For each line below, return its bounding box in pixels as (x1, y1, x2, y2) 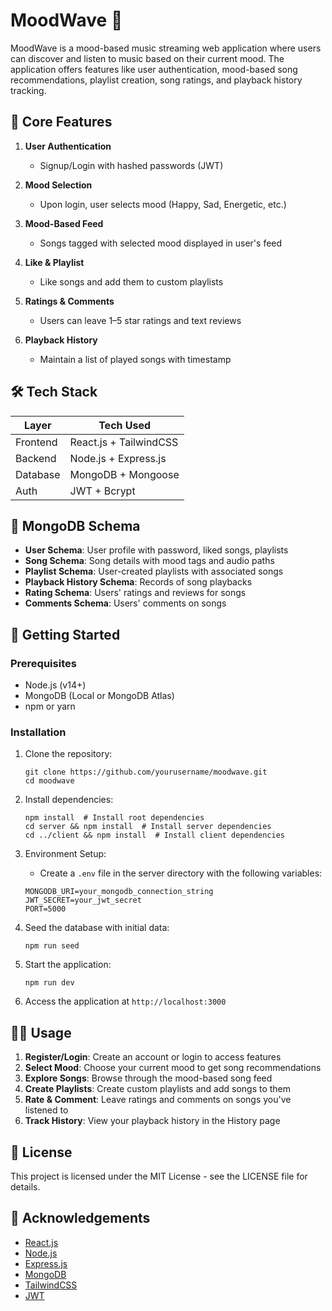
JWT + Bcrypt (69, 484, 136, 498)
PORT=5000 (24, 904, 67, 914)
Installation (10, 725, 67, 739)
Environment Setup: (24, 848, 107, 860)
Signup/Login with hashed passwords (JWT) (39, 159, 224, 171)
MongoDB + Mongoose (69, 467, 180, 481)
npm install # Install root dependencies (24, 813, 205, 823)
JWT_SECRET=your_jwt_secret (24, 895, 142, 906)
